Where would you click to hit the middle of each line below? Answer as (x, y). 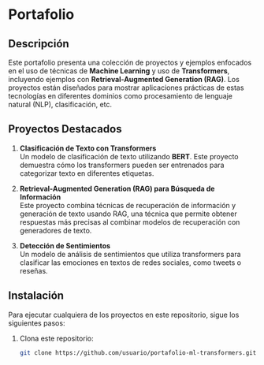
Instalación (36, 296)
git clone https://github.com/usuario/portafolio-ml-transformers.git (138, 352)
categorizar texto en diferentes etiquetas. (87, 173)
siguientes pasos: (37, 323)
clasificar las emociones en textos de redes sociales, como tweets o (130, 263)
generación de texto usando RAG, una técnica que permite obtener (128, 214)
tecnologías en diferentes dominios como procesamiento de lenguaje (120, 96)
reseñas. (34, 270)
